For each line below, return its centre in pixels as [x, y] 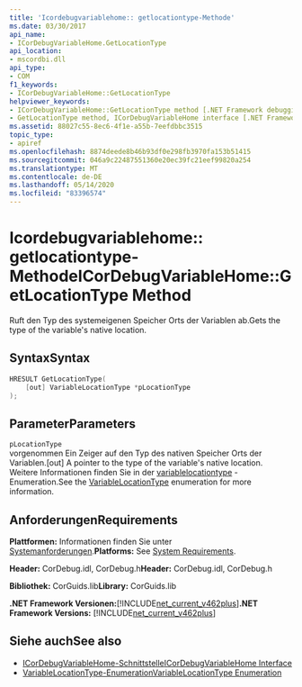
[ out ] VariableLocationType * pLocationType [108, 387]
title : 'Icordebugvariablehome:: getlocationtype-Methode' [122, 18]
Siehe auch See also [66, 642]
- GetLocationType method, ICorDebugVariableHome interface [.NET [136, 118]
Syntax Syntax [50, 358]
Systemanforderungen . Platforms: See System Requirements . [123, 551]
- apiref [26, 143]
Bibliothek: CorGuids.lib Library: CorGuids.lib [93, 586]
